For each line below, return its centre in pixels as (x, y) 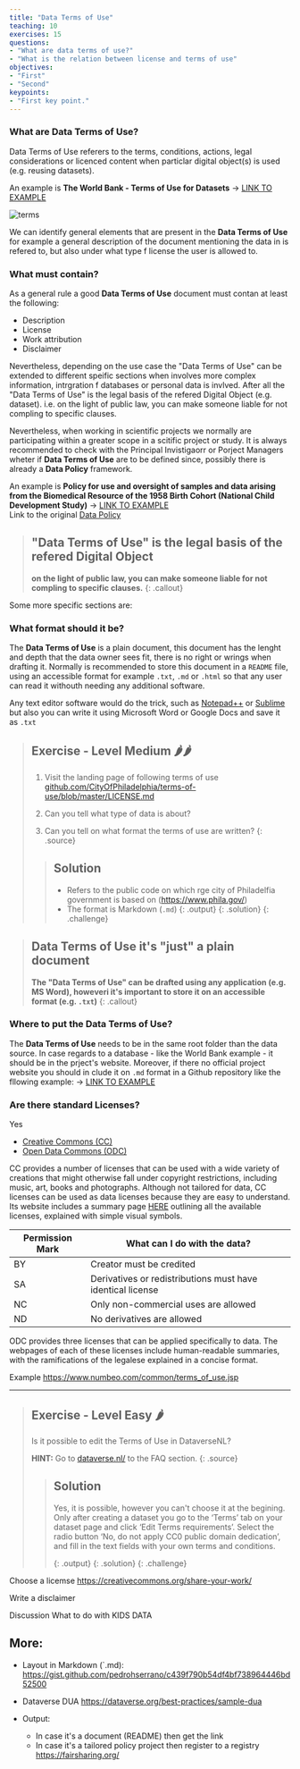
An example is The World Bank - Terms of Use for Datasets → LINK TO (141, 188)
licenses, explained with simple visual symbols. (96, 1216)
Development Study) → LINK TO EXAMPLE (89, 505)
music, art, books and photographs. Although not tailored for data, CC (138, 1188)
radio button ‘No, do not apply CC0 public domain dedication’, (167, 1536)
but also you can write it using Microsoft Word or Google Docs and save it (145, 712)
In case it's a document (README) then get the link (129, 1736)
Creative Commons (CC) (67, 1141)
